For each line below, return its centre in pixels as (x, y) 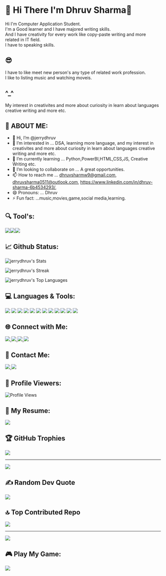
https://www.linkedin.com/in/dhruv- (117, 182)
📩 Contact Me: (28, 355)
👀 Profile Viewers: (33, 383)
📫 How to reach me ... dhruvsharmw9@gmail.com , (64, 175)
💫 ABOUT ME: (27, 126)
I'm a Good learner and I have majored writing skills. (58, 29)
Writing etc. (24, 164)
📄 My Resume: (28, 411)
